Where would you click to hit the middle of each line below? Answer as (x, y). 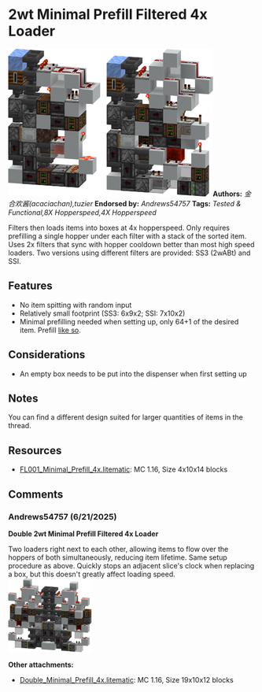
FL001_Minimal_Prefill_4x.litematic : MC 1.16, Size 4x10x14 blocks (124, 469)
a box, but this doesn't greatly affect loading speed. (92, 574)
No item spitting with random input (76, 305)
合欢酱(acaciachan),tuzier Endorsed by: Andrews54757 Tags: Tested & (125, 203)
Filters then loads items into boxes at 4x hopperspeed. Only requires (119, 228)
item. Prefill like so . (50, 330)
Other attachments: (41, 664)
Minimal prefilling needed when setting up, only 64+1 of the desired (129, 321)
